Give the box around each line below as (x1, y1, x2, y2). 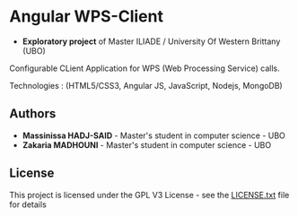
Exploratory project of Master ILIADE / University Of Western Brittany (22, 36, 281, 47)
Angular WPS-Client (9, 6, 164, 27)
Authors (9, 106, 57, 122)
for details (9, 199, 47, 210)
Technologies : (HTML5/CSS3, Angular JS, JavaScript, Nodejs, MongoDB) (9, 80, 283, 91)
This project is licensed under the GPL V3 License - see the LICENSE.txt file (9, 189, 290, 200)
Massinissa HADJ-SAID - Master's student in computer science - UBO (22, 130, 285, 141)
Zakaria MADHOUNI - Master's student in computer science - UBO (22, 139, 272, 150)
